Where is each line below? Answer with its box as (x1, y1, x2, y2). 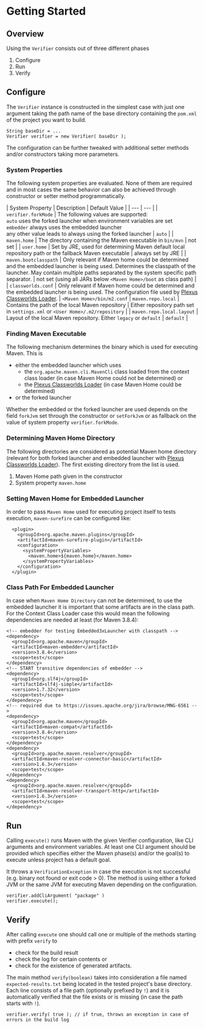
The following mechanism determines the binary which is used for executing (6, 343, 198, 351)
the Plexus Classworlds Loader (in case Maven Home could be (24, 381, 181, 388)
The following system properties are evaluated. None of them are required (6, 180, 192, 187)
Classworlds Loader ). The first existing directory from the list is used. (6, 461, 180, 468)
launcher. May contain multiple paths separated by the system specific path (6, 269, 197, 277)
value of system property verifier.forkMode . (6, 419, 119, 426)
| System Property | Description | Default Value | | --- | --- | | (6, 204, 158, 211)
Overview (6, 29, 44, 39)
